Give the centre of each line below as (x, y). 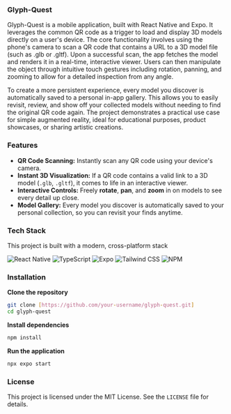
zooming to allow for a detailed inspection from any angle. (90, 77)
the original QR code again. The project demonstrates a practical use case (114, 112)
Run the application (36, 351)
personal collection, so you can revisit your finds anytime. (100, 212)
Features (23, 146)
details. (18, 404)
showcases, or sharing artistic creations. (65, 128)
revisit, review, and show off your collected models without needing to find (114, 105)
